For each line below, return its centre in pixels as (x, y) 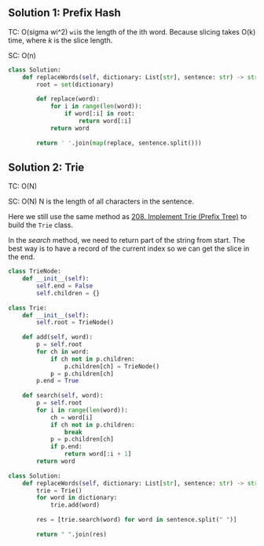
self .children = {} (68, 293)
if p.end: (66, 447)
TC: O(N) (23, 186)
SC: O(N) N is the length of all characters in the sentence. (101, 202)
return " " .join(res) (72, 534)
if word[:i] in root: (99, 114)
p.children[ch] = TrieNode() (112, 366)
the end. (22, 257)
